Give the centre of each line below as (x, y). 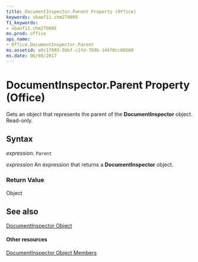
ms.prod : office (26, 34)
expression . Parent (29, 153)
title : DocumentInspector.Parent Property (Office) (71, 12)
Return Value (25, 180)
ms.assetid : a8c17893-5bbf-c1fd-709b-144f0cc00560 (70, 50)
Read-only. (20, 120)
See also (22, 212)
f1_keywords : (22, 23)
